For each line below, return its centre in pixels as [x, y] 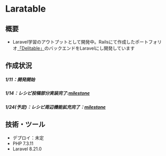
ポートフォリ [148, 42]
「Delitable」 [31, 48]
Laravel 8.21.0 [27, 149]
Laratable [26, 9]
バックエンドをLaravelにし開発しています [92, 48]
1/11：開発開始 [20, 80]
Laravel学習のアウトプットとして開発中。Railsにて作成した [74, 42]
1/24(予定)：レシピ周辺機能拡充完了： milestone [56, 107]
